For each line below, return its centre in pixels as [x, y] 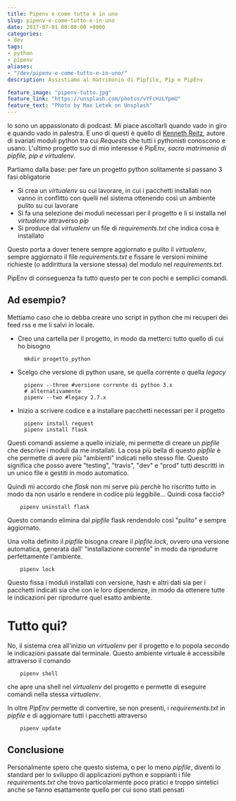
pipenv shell [39, 673]
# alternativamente [52, 391]
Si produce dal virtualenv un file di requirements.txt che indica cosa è [118, 228]
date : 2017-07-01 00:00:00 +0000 [56, 27]
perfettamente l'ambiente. [45, 556]
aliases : [20, 66]
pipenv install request [59, 423]
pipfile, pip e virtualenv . [42, 156]
